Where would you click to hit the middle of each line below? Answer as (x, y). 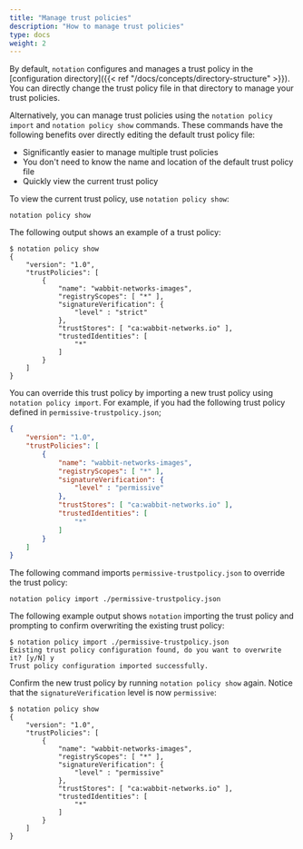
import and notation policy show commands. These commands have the (147, 125)
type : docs (30, 35)
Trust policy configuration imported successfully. (109, 666)
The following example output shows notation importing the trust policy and (152, 616)
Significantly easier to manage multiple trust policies (121, 153)
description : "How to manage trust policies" (97, 26)
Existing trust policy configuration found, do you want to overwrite (146, 650)
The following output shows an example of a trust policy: (115, 232)
